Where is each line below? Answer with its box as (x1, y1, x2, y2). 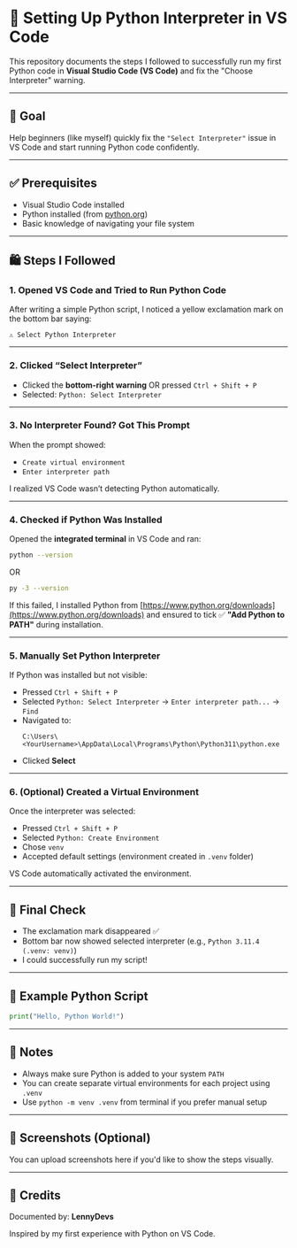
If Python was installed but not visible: (9, 670, 148, 681)
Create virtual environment (21, 458, 126, 467)
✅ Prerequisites (9, 176, 97, 191)
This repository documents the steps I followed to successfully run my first (9, 56, 282, 66)
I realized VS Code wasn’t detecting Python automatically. (9, 482, 220, 494)
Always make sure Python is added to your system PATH (21, 1068, 225, 1079)
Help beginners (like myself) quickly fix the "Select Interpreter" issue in (9, 132, 277, 143)
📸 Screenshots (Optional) (9, 1130, 151, 1145)
